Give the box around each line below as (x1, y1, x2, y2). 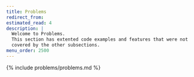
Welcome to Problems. (11, 31, 66, 37)
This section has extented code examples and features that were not (11, 36, 188, 42)
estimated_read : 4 (6, 20, 52, 26)
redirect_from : (6, 14, 44, 20)
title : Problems (6, 8, 47, 15)
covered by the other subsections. (11, 42, 100, 48)
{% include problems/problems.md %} (6, 64, 101, 71)
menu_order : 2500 (6, 48, 50, 54)
